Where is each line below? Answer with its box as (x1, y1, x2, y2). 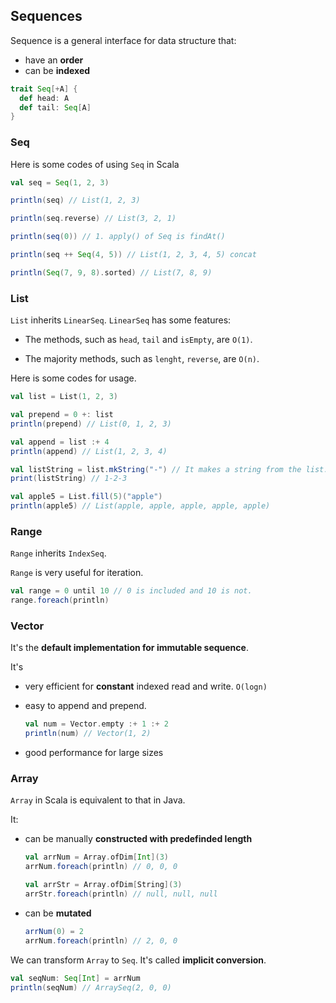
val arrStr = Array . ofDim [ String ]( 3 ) (24, 880, 183, 890)
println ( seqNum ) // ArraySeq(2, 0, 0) (10, 982, 172, 993)
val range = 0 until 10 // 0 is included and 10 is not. (10, 586, 253, 596)
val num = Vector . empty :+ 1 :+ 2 (24, 719, 170, 729)
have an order (24, 54, 84, 66)
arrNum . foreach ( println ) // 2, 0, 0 (24, 935, 178, 946)
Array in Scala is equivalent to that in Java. (10, 794, 186, 806)
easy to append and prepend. (24, 700, 147, 712)
